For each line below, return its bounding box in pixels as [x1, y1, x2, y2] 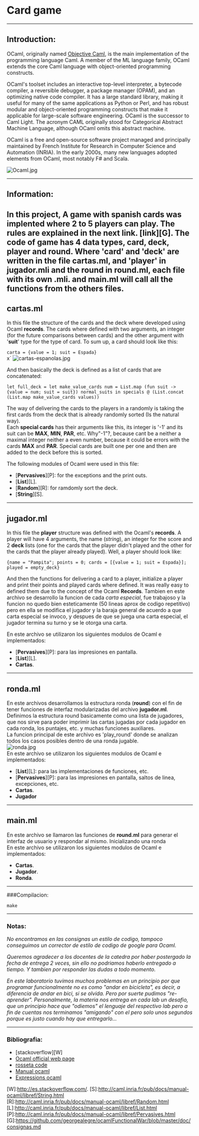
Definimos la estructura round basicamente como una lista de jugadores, [6, 712, 184, 719]
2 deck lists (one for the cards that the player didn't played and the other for [6, 542, 192, 549]
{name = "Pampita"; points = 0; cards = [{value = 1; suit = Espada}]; [6, 559, 187, 566]
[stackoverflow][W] [15, 1049, 63, 1056]
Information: [6, 189, 54, 199]
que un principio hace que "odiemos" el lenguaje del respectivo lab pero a [6, 1003, 188, 1010]
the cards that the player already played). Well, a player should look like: [6, 548, 182, 555]
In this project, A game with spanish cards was [6, 209, 182, 219]
